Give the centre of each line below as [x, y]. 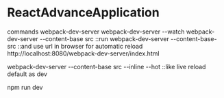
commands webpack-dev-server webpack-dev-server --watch [96, 32]
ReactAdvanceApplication [83, 13]
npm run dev [25, 87]
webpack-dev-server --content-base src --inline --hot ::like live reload [107, 66]
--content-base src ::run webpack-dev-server [104, 38]
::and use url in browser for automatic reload [80, 46]
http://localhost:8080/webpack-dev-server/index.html [83, 53]
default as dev [27, 74]
